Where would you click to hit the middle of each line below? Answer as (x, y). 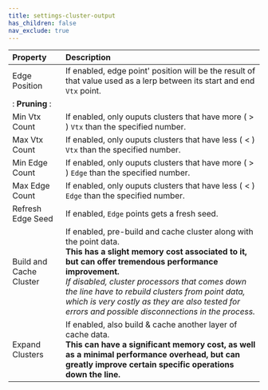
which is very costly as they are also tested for (153, 302)
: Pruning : (32, 104)
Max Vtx (28, 140)
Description (88, 58)
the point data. (92, 242)
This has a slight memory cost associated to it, (156, 252)
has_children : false (43, 23)
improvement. (92, 272)
